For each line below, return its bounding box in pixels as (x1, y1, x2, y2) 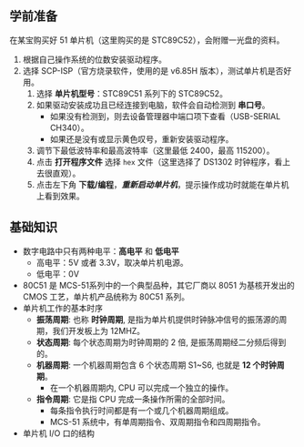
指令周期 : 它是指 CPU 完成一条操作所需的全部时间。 (35, 393, 230, 404)
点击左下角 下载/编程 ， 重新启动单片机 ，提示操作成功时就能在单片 (35, 178, 281, 189)
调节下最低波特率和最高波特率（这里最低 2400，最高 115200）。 (35, 145, 275, 156)
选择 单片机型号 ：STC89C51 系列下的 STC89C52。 (35, 87, 228, 98)
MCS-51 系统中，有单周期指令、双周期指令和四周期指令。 (49, 416, 266, 427)
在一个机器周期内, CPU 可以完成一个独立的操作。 (49, 381, 234, 393)
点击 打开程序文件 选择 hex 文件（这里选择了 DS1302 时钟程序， (35, 156, 275, 167)
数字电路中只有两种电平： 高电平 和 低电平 (22, 245, 179, 257)
